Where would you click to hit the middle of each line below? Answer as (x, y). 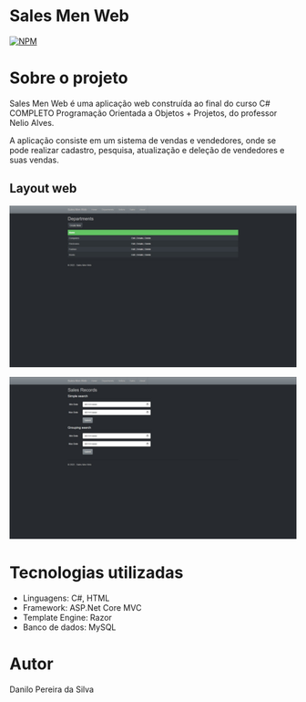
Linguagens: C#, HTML (66, 598)
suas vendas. (34, 160)
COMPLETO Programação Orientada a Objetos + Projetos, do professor (143, 113)
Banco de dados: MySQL (69, 627)
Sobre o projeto (69, 78)
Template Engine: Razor (67, 617)
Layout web (43, 189)
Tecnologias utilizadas (97, 572)
